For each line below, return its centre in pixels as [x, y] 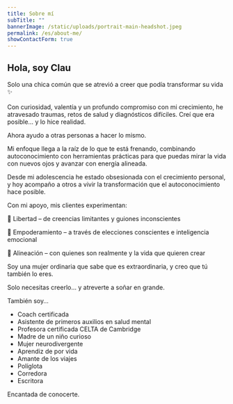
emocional [22, 239]
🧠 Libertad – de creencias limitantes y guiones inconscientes [94, 218]
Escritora [30, 380]
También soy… [28, 300]
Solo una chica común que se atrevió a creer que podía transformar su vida [115, 84]
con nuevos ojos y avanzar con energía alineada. [77, 163]
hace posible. [27, 191]
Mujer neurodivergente [50, 344]
